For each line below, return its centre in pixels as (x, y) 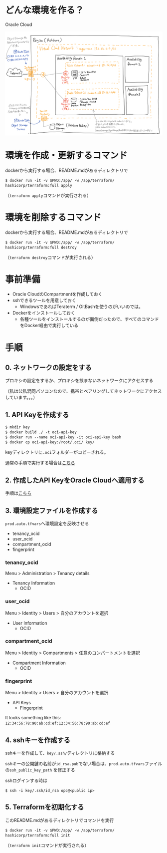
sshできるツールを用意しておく (44, 301)
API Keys (22, 703)
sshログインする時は (26, 780)
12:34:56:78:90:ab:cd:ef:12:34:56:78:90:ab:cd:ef (58, 724)
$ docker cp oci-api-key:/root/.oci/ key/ (50, 442)
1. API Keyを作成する (37, 414)
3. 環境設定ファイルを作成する (52, 511)
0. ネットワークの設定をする (48, 368)
